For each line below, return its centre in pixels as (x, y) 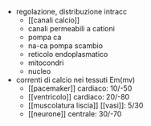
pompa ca (45, 37)
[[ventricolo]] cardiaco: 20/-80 (79, 97)
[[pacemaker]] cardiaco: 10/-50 (80, 88)
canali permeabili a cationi (71, 28)
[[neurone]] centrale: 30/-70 (75, 114)
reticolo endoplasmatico (68, 54)
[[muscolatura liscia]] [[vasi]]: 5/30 (86, 105)
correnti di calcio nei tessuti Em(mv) (75, 80)
